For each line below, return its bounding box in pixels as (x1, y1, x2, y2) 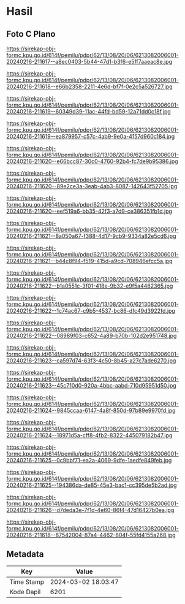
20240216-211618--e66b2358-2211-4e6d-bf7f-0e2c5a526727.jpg (6, 83, 173, 90)
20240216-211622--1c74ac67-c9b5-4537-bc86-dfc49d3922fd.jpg (6, 307, 176, 314)
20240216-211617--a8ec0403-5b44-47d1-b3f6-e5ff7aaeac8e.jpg (6, 58, 173, 65)
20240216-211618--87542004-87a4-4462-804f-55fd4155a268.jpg (6, 532, 176, 538)
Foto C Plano (6, 29, 56, 39)
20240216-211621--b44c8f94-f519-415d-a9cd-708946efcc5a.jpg (6, 258, 173, 264)
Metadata (6, 549, 44, 559)
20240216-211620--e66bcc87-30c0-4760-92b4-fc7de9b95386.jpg (6, 158, 179, 165)
